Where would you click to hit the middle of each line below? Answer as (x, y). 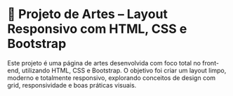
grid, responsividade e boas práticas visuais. (72, 85)
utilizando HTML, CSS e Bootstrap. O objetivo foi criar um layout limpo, (124, 70)
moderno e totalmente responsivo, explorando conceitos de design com (112, 78)
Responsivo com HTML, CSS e (97, 29)
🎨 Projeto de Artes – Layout (88, 14)
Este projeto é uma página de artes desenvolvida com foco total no (104, 63)
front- (211, 63)
